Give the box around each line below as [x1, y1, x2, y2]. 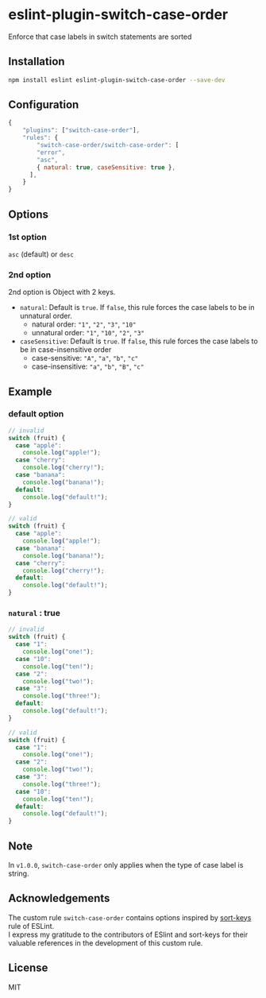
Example [8, 385, 52, 398]
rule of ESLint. [8, 921, 55, 930]
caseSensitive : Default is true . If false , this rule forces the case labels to [19, 336, 258, 346]
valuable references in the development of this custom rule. [8, 938, 203, 947]
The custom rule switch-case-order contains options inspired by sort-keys [8, 912, 252, 923]
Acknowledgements [8, 892, 110, 905]
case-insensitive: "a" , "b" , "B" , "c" [31, 362, 145, 371]
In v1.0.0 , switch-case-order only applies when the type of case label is [8, 860, 244, 869]
